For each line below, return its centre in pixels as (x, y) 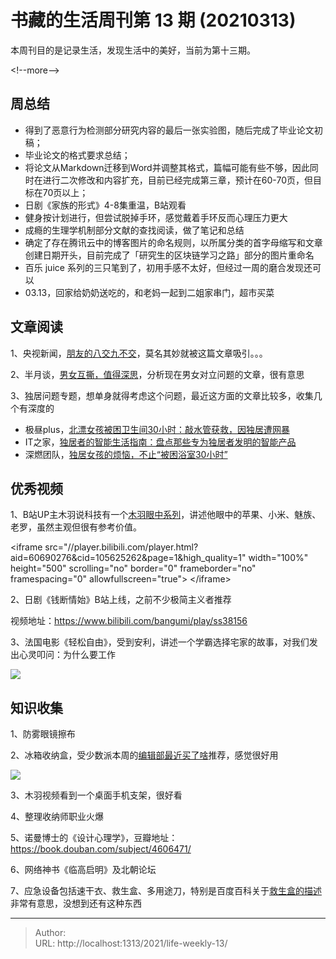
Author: (50, 933)
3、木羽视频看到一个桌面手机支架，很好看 (96, 795)
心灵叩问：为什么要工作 (67, 655)
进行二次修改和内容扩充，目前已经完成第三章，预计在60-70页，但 (177, 180)
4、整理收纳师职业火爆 (57, 817)
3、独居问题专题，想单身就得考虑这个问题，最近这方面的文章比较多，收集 (162, 395)
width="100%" (278, 558)
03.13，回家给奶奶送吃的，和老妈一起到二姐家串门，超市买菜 (149, 292)
